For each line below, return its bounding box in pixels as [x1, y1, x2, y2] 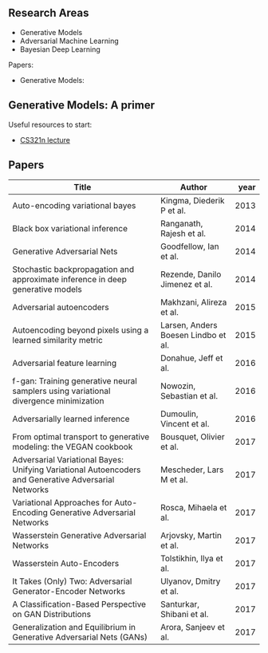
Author [179, 182, 207, 193]
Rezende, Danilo [160, 269, 222, 280]
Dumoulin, [160, 408, 199, 419]
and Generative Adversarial [12, 474, 115, 486]
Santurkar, [160, 599, 199, 610]
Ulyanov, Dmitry [160, 576, 221, 587]
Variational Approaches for [12, 498, 113, 509]
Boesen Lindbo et [160, 330, 227, 341]
